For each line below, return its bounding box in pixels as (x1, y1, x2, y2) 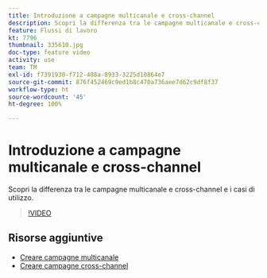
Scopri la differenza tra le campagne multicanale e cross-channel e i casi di (8, 184, 256, 195)
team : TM (8, 64, 37, 71)
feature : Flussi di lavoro (8, 26, 98, 34)
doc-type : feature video (8, 48, 91, 56)
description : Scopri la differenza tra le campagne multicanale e (8, 19, 233, 27)
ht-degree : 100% (8, 100, 62, 108)
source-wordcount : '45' (8, 93, 87, 101)
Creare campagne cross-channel (19, 261, 129, 270)
